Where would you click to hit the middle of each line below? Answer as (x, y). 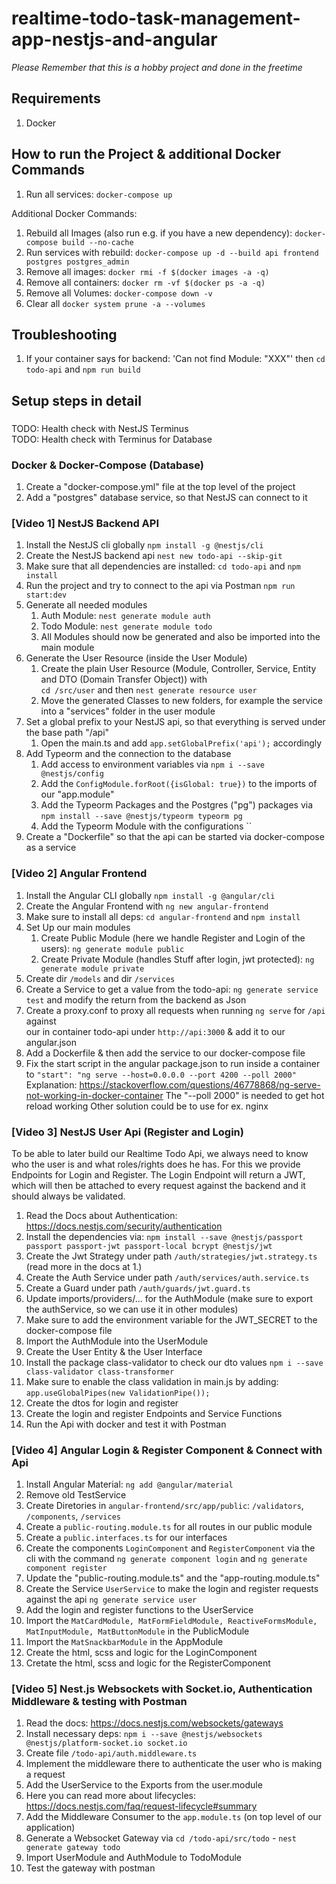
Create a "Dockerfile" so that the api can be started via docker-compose (175, 837)
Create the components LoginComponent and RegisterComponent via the (170, 1548)
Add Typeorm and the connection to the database (128, 754)
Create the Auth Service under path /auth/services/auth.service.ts (167, 1277)
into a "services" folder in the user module (128, 711)
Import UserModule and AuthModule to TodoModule (133, 1858)
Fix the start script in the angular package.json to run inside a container (173, 1063)
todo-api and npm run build (83, 369)
